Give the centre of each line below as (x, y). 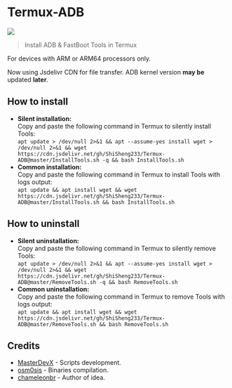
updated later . (28, 79)
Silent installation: (45, 118)
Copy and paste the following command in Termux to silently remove (116, 248)
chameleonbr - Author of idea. (61, 377)
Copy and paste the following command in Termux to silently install (114, 126)
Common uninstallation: (53, 289)
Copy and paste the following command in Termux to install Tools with (119, 174)
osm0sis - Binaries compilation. (63, 370)
